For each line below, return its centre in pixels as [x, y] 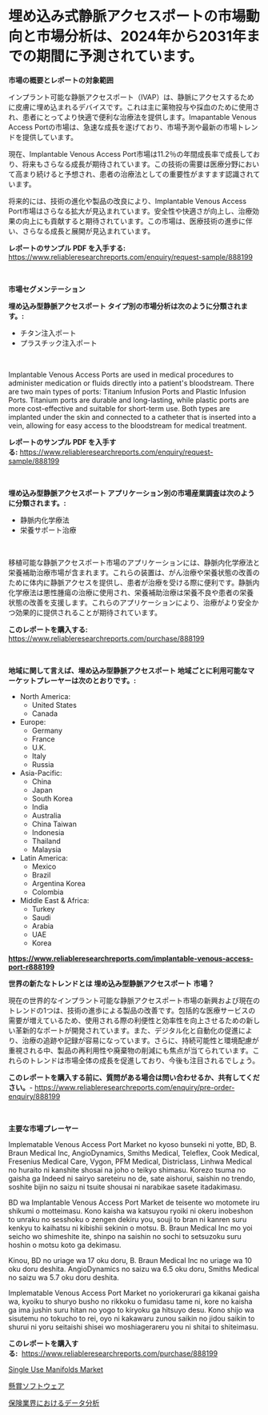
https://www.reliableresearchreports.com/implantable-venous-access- [131, 958]
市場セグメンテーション [47, 289]
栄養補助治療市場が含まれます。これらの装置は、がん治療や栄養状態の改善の [134, 572]
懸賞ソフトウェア [36, 1385]
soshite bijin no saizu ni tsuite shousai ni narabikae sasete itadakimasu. [125, 1187]
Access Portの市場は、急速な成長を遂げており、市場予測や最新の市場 [123, 127]
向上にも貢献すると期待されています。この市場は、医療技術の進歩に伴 [138, 221]
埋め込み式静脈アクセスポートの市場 [127, 16]
